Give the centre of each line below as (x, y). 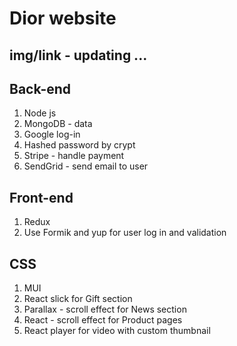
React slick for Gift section (78, 299)
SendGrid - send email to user (86, 166)
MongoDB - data (58, 124)
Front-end (41, 197)
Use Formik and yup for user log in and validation (125, 233)
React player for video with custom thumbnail (117, 331)
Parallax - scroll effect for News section (105, 309)
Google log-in (52, 134)
